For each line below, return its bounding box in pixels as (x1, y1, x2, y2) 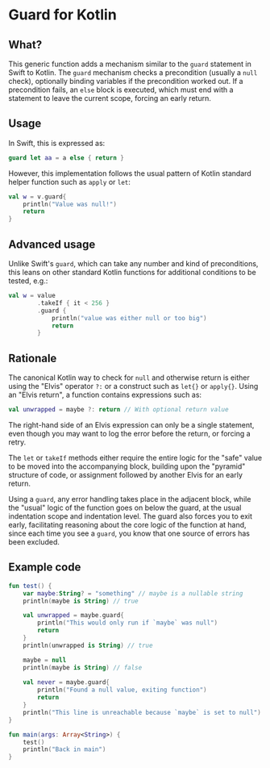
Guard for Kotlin (8, 6, 117, 24)
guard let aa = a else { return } (8, 153, 125, 162)
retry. (8, 437, 27, 447)
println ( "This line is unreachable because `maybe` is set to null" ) (23, 708, 262, 716)
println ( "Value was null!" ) (23, 200, 117, 208)
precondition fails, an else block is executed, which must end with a (8, 85, 234, 94)
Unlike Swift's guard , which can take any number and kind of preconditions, (8, 259, 259, 268)
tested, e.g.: (8, 276, 48, 286)
